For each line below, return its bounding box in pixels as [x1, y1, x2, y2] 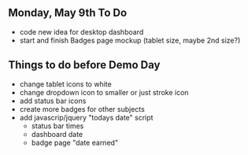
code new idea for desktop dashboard [19, 27, 144, 36]
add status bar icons [19, 96, 87, 105]
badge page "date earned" [31, 138, 119, 147]
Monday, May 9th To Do [8, 6, 128, 20]
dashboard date [31, 129, 83, 138]
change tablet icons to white [19, 79, 112, 89]
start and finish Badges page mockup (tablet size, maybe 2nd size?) [19, 35, 241, 45]
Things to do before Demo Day [8, 58, 161, 72]
